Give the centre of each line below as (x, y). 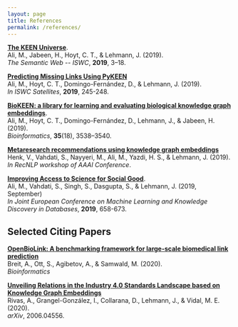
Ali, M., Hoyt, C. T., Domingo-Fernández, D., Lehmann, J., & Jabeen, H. (111, 121)
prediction (23, 256)
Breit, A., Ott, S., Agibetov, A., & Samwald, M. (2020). (85, 264)
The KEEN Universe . (38, 48)
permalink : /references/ (44, 27)
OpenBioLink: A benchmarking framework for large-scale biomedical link (118, 249)
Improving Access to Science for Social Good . (77, 178)
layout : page (27, 14)
